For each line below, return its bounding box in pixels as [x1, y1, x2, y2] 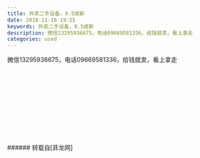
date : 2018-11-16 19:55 [7, 17, 76, 23]
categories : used [7, 36, 57, 43]
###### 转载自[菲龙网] [7, 144, 73, 152]
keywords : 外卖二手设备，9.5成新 [7, 23, 95, 30]
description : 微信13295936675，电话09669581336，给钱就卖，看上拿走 [7, 29, 193, 37]
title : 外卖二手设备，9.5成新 [7, 10, 85, 17]
